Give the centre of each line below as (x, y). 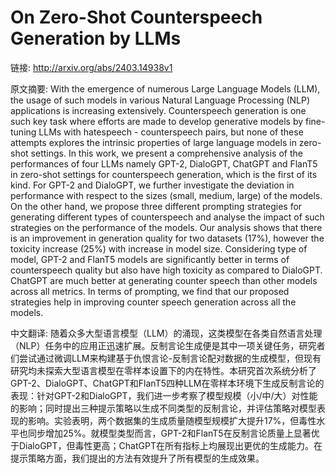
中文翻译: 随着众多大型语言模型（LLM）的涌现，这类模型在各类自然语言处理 (166, 333)
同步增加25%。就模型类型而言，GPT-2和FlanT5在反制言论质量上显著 (169, 433)
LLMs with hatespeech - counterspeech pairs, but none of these (171, 132)
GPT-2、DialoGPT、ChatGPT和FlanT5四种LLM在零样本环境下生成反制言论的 (167, 383)
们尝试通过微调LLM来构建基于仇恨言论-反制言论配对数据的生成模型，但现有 (166, 358)
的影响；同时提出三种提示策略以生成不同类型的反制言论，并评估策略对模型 (163, 408)
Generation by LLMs (96, 38)
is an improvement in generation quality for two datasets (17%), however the (167, 238)
